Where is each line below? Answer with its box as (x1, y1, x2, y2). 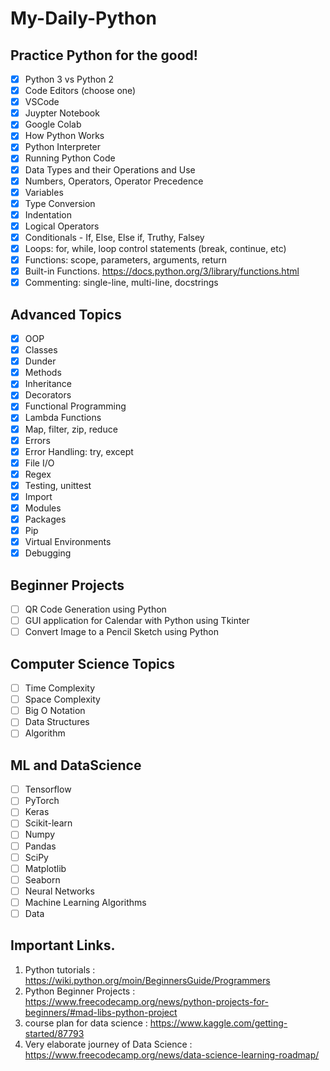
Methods (24, 367, 62, 379)
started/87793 (24, 1027, 85, 1039)
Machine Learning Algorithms (24, 896, 147, 908)
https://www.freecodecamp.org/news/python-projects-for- (24, 995, 269, 1007)
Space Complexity (24, 693, 101, 706)
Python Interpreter (24, 141, 102, 153)
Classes (24, 344, 58, 356)
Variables (24, 186, 64, 198)
